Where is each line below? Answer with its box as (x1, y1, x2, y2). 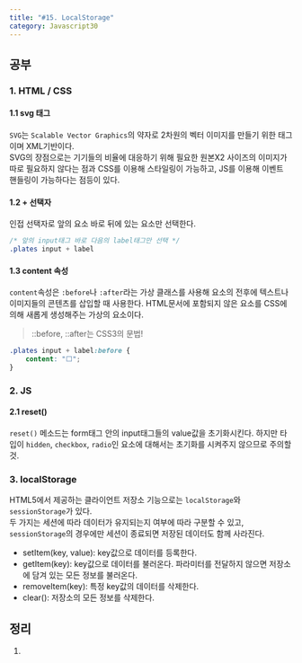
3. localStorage (9, 473, 77, 485)
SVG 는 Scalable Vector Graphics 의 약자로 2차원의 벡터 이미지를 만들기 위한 (9, 129, 277, 140)
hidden (25, 440, 51, 449)
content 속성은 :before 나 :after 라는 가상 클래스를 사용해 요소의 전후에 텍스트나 (9, 287, 289, 297)
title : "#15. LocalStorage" (9, 13, 115, 22)
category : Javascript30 (9, 22, 99, 31)
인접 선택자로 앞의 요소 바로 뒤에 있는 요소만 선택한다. (9, 218, 196, 229)
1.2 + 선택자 (9, 197, 52, 208)
